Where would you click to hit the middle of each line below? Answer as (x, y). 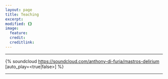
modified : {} (19, 24)
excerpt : (14, 19)
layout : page (19, 10)
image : (12, 28)
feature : (19, 33)
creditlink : (22, 42)
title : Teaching (22, 14)
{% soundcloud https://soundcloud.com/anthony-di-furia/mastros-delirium (82, 61)
